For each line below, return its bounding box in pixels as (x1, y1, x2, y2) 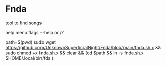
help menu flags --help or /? (5, 29, 64, 35)
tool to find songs (5, 20, 42, 26)
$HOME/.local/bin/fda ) (5, 55, 54, 61)
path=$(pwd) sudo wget (5, 39, 56, 45)
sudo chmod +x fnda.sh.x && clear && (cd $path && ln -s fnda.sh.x (5, 50, 144, 56)
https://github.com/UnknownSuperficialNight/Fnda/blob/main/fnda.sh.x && (5, 44, 161, 50)
